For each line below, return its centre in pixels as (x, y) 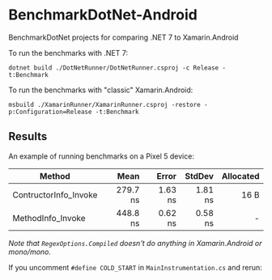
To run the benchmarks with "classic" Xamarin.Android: (101, 90)
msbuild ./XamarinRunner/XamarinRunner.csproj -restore (104, 104)
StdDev (200, 176)
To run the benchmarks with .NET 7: (68, 53)
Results (28, 136)
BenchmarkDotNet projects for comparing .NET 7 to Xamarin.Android (123, 37)
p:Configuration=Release (50, 112)
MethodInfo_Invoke (49, 218)
